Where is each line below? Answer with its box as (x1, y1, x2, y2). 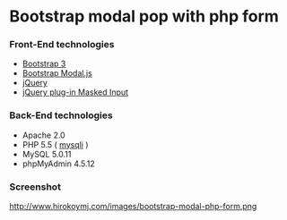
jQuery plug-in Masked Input (22, 87, 128, 97)
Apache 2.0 (22, 130, 65, 140)
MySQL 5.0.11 (22, 148, 72, 159)
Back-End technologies (9, 109, 114, 122)
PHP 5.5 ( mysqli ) (22, 139, 89, 149)
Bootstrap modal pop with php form (9, 6, 280, 27)
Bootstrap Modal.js (22, 68, 92, 79)
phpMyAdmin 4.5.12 (22, 158, 96, 169)
